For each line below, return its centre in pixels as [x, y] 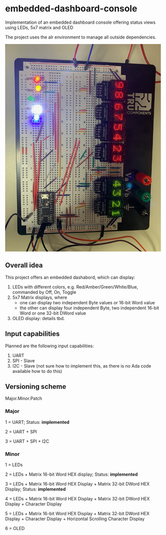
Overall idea [24, 266]
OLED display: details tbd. [39, 318]
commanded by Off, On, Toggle [44, 292]
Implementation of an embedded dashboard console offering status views [80, 22]
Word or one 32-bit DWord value [53, 313]
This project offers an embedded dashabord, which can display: [70, 277]
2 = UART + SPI [21, 432]
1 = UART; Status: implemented [37, 422]
